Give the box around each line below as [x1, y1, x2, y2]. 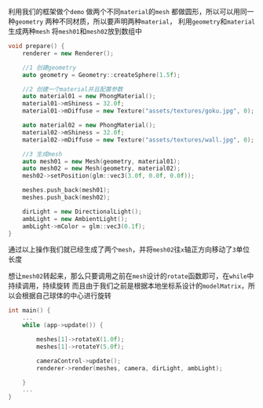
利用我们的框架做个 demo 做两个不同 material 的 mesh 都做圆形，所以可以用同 [8, 7, 247, 16]
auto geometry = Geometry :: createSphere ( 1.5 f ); [22, 71, 181, 79]
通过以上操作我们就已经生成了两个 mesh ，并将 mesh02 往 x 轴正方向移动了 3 [8, 244, 236, 254]
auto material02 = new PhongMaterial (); [22, 121, 156, 129]
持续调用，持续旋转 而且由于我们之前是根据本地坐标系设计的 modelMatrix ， [8, 281, 249, 291]
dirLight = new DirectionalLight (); [22, 208, 143, 215]
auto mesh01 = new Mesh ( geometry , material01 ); [22, 157, 181, 165]
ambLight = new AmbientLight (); [22, 215, 128, 222]
